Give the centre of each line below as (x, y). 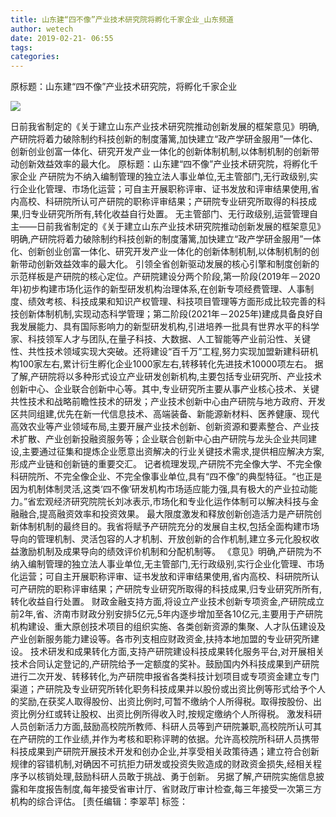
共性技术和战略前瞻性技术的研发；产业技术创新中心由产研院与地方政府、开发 (168, 402)
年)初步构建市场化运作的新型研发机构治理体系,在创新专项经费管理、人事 (158, 289)
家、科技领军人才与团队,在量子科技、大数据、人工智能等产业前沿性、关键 (161, 339)
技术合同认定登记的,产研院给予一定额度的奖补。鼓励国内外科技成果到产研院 (165, 664)
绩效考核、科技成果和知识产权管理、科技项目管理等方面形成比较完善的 (172, 302)
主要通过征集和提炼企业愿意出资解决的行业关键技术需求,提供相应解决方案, (173, 452)
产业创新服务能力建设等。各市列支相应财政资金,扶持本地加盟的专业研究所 (161, 639)
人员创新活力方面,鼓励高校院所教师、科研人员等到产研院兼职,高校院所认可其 (166, 727)
